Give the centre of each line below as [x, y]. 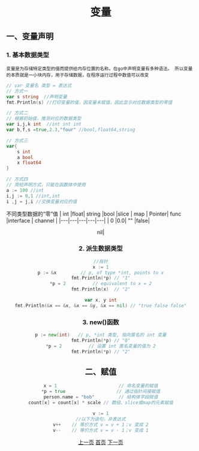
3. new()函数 [101, 322]
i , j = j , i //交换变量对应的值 [42, 201]
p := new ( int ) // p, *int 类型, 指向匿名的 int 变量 [101, 335]
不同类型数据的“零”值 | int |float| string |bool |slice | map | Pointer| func [94, 214]
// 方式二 [17, 113]
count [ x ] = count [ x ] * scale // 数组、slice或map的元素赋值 [101, 403]
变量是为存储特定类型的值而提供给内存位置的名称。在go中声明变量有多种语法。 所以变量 [99, 69]
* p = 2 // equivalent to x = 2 [101, 284]
